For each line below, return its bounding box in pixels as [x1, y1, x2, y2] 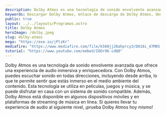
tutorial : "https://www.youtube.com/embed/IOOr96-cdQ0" [5, 48, 123, 53]
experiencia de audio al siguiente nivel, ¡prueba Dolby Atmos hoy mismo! [5, 104, 153, 110]
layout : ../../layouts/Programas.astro [5, 21, 87, 26]
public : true [5, 16, 32, 21]
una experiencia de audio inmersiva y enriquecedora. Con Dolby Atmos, [5, 67, 152, 73]
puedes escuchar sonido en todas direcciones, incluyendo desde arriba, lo [5, 73, 157, 78]
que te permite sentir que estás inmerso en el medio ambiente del [5, 77, 139, 84]
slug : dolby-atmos [5, 35, 43, 40]
